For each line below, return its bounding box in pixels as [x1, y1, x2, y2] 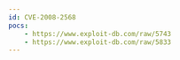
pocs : [8, 21, 28, 30]
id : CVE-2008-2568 [8, 12, 76, 22]
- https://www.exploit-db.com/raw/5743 [24, 29, 172, 38]
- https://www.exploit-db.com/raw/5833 [24, 37, 172, 47]
